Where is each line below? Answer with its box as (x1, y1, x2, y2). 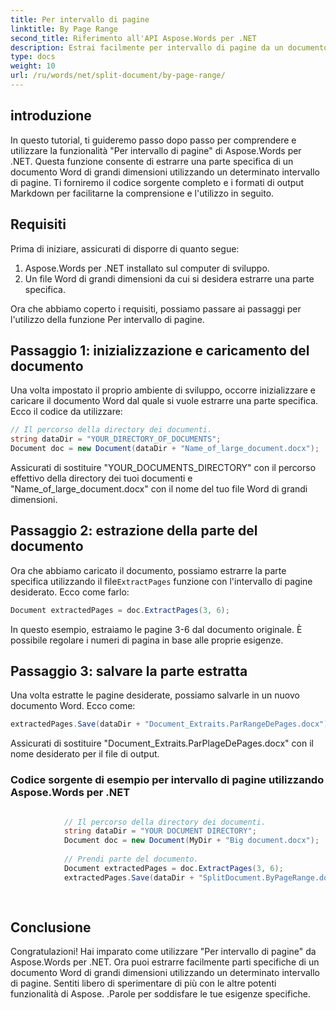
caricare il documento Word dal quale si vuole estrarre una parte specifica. (10, 395, 319, 407)
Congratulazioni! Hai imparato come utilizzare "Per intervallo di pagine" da (10, 946, 317, 958)
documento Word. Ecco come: (10, 700, 136, 712)
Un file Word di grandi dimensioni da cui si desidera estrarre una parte (24, 272, 315, 285)
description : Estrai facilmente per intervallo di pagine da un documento (10, 42, 329, 53)
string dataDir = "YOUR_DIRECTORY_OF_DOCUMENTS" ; (10, 434, 222, 445)
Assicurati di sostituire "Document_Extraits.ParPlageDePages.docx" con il (10, 737, 314, 750)
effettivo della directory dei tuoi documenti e (10, 472, 193, 484)
